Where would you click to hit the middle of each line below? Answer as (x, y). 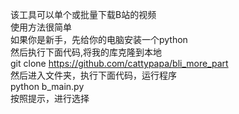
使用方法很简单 (41, 27)
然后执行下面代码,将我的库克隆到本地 (86, 52)
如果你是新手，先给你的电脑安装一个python (99, 39)
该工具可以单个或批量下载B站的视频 (83, 14)
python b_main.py (47, 86)
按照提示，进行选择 (50, 98)
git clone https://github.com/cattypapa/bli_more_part (119, 63)
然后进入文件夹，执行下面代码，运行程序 (93, 75)
